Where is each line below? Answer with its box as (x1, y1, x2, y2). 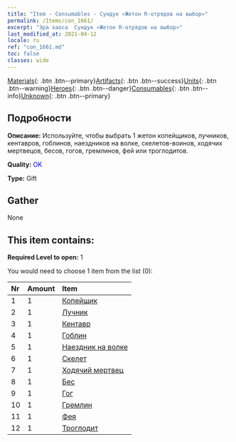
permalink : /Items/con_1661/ (7, 17, 94, 24)
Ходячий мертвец (61, 365, 124, 375)
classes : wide (7, 57, 50, 64)
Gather (7, 194, 39, 207)
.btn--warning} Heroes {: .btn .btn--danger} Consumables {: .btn (7, 83, 190, 93)
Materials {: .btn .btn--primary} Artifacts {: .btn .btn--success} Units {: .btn (7, 76, 217, 85)
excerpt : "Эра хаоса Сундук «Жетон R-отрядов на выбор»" (7, 24, 183, 31)
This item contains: (7, 234, 95, 246)
